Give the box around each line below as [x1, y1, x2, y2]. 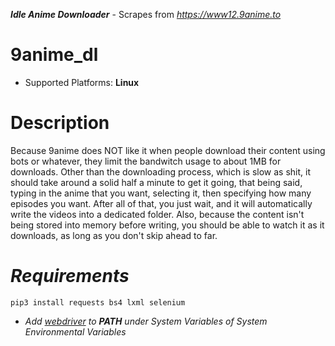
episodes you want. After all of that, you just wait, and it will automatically [10, 197, 313, 209]
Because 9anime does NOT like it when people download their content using [10, 144, 326, 156]
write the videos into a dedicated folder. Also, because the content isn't [10, 208, 305, 220]
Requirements [10, 265, 130, 288]
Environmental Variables [24, 325, 127, 338]
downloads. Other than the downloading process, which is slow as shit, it [10, 165, 312, 178]
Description [10, 112, 110, 134]
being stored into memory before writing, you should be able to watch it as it [10, 219, 325, 231]
